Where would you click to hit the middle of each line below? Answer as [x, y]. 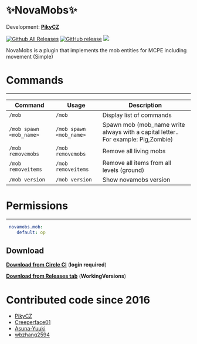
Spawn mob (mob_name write [144, 124]
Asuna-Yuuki [30, 329]
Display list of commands [137, 115]
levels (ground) [123, 170]
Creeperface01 [33, 322]
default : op [31, 232]
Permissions [37, 206]
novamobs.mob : [26, 227]
